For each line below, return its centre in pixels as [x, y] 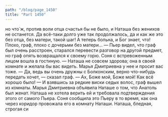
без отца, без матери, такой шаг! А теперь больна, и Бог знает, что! [78, 39]
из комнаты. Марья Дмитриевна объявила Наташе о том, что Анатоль [81, 87]
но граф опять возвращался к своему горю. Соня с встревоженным [79, 55]
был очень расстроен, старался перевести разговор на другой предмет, [84, 50]
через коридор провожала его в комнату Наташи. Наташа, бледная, [79, 103]
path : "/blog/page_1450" [31, 10]
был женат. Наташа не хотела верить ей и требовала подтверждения [80, 93]
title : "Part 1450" [26, 15]
